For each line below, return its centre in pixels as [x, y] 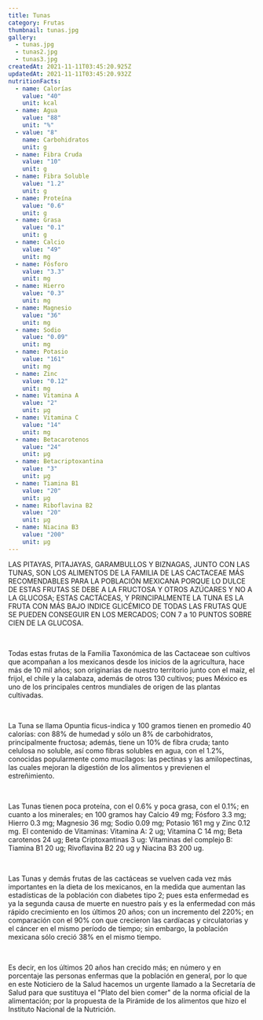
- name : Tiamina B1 [47, 483]
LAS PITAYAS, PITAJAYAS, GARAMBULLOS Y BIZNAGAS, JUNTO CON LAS [129, 564]
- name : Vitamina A [47, 396]
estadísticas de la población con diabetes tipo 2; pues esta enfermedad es [129, 895]
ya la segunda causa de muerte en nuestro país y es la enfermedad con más [132, 903]
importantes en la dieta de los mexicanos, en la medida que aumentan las [127, 886]
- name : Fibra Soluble [52, 177]
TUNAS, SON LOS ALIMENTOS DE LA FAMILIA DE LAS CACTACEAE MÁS [126, 573]
